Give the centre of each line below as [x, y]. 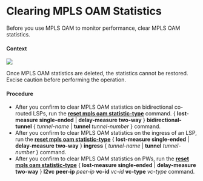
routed [23, 114]
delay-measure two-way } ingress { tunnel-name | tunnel [88, 146]
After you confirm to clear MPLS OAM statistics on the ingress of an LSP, [106, 133]
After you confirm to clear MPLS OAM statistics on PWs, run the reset [102, 159]
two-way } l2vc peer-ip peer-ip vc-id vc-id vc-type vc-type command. [105, 172]
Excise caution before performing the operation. [66, 80]
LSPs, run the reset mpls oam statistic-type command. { [104, 114]
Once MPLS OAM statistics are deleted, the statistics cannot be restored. [97, 73]
